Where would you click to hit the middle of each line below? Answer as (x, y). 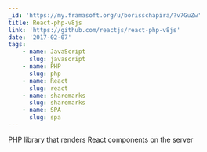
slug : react (48, 88)
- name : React (45, 81)
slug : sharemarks (57, 103)
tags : (17, 45)
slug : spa (45, 118)
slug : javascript (57, 60)
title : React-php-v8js (45, 23)
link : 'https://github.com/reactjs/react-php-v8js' (94, 30)
